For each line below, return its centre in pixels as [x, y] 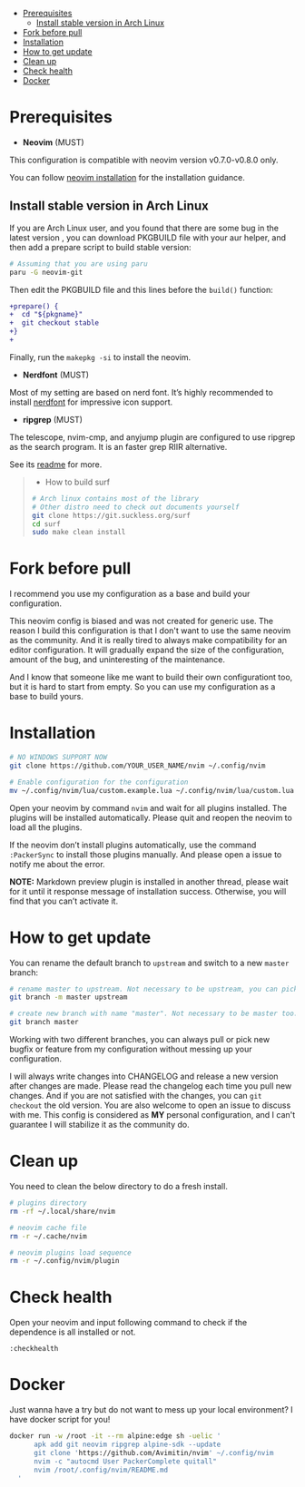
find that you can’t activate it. [64, 901]
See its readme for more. [56, 464]
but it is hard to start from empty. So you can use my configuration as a [143, 687]
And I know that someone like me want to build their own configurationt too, [151, 677]
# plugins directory [49, 1203]
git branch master [44, 1022]
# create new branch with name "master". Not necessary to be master [144, 1014]
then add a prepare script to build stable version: [101, 247]
